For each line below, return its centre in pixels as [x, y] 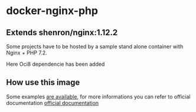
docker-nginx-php [52, 11]
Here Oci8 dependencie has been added [55, 64]
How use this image [43, 82]
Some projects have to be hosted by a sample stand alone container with [95, 46]
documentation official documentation [53, 103]
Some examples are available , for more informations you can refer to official [98, 96]
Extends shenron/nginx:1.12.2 [62, 33]
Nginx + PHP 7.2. [27, 53]
